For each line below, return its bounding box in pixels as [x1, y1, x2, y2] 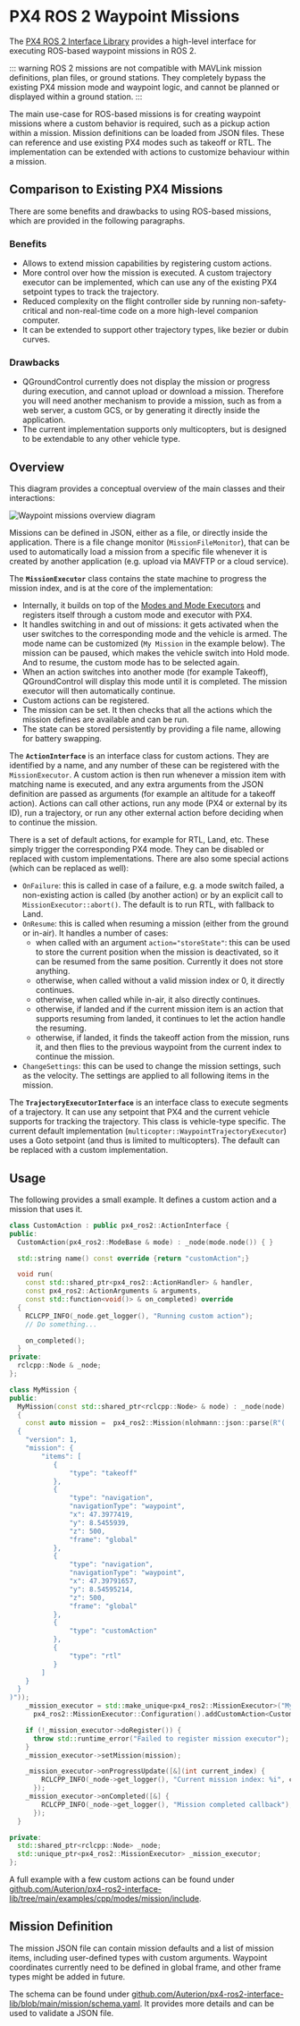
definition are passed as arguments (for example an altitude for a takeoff [9, 789, 276, 800]
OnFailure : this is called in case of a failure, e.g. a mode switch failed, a [21, 880, 285, 891]
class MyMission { [9, 1385, 78, 1394]
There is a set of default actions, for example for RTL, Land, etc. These [9, 835, 270, 845]
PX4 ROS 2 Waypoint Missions [9, 6, 240, 27]
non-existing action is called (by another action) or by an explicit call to [21, 890, 284, 901]
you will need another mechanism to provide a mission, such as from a [21, 395, 282, 406]
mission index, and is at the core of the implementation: [9, 583, 213, 594]
